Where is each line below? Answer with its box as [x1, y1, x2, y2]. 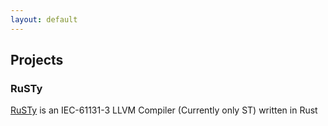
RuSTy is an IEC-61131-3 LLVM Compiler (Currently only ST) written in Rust [10, 104, 318, 116]
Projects [10, 52, 64, 69]
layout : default [10, 14, 78, 25]
